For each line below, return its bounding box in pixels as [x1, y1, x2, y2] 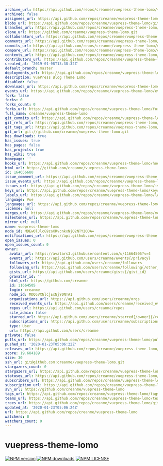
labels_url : [5, 193, 29, 197]
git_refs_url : [5, 120, 34, 125]
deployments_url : [5, 71, 40, 75]
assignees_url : [5, 16, 36, 21]
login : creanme [9, 287, 40, 292]
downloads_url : [5, 84, 36, 89]
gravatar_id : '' [9, 274, 42, 279]
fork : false [5, 93, 29, 98]
